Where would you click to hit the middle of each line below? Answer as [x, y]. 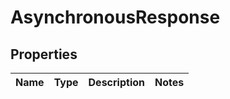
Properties [44, 54]
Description [116, 82]
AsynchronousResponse [115, 17]
